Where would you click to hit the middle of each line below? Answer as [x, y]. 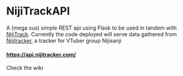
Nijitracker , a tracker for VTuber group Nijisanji [64, 40]
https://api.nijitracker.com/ [41, 54]
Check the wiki [25, 68]
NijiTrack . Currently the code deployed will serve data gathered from [91, 34]
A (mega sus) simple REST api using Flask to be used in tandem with [91, 28]
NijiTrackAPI [38, 11]
